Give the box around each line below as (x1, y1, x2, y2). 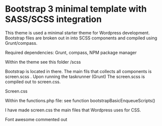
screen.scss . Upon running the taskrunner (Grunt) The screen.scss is (5, 73, 145, 79)
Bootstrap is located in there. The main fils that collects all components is (5, 68, 152, 74)
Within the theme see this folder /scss (5, 59, 81, 65)
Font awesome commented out (5, 116, 67, 122)
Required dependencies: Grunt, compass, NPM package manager (5, 50, 137, 55)
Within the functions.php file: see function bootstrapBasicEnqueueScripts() (5, 97, 156, 103)
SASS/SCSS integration (5, 14, 102, 25)
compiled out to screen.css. (5, 79, 61, 85)
